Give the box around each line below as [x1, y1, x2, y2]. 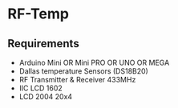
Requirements [7, 37, 79, 50]
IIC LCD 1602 [18, 83, 63, 93]
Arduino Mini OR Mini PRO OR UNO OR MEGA [18, 58, 170, 67]
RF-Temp [7, 5, 70, 23]
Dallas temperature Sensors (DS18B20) [18, 66, 149, 76]
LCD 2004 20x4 [18, 92, 73, 101]
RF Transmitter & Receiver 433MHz [18, 75, 136, 84]
